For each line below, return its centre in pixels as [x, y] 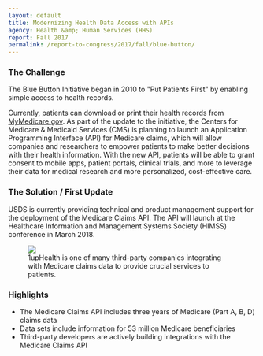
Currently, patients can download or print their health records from [116, 113]
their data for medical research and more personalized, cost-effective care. [130, 172]
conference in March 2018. [52, 234]
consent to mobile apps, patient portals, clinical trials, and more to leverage [130, 163]
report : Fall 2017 [38, 37]
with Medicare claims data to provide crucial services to [119, 265]
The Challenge [37, 72]
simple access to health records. [61, 98]
